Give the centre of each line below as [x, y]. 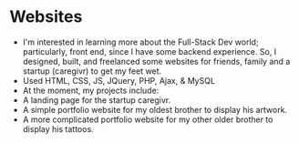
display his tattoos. [58, 128]
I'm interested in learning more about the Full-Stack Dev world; [140, 42]
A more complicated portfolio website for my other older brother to [148, 119]
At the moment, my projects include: [91, 90]
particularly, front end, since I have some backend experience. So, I [149, 51]
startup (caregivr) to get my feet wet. [92, 71]
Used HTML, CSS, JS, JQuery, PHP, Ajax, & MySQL [119, 80]
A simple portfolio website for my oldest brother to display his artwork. [155, 109]
